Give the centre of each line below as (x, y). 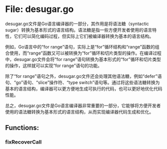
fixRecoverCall (23, 142)
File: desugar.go (39, 9)
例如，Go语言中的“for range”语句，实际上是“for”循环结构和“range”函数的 (80, 46)
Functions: (22, 128)
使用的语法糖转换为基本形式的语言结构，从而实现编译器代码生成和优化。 (79, 111)
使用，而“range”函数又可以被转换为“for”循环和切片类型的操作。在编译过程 (85, 53)
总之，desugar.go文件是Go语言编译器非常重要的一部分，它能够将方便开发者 (83, 105)
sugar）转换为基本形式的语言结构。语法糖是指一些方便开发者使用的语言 (79, 30)
